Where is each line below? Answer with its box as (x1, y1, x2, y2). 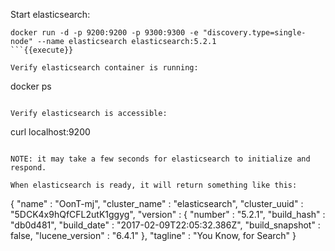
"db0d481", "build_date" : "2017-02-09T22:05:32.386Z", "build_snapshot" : (10, 219, 321, 231)
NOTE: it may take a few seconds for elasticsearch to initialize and (10, 154, 311, 164)
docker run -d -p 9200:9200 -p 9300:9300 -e (10, 28, 199, 38)
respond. (10, 163, 47, 173)
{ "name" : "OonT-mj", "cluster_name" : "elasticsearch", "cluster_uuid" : (10, 198, 304, 209)
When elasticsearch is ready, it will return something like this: (10, 180, 298, 190)
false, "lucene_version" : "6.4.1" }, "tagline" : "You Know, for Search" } (10, 230, 297, 241)
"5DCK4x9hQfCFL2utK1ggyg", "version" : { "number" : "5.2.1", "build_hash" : (10, 209, 326, 220)
